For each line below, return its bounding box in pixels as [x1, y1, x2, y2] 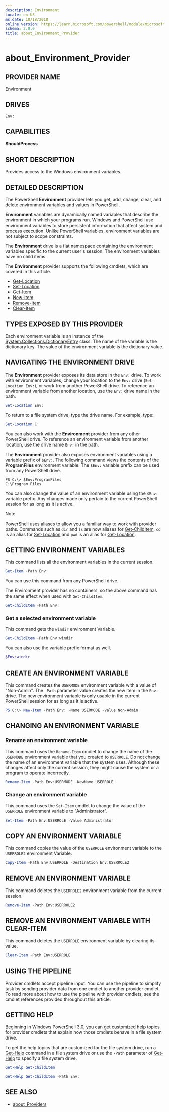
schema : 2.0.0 [5, 26, 35, 31]
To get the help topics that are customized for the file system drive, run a [5, 1045, 156, 1051]
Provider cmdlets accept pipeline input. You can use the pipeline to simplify [5, 980, 161, 986]
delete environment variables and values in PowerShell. [5, 202, 120, 208]
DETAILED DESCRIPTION [5, 183, 84, 192]
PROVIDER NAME [5, 72, 61, 81]
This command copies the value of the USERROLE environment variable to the [5, 845, 162, 851]
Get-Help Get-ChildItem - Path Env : [5, 1074, 80, 1079]
